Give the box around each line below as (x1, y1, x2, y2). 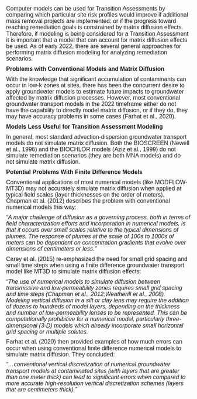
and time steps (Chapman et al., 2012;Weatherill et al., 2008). (6, 290, 165, 297)
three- (165, 315, 182, 323)
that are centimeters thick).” (6, 386, 77, 393)
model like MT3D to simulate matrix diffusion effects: (6, 268, 141, 275)
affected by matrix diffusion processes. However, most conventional (6, 94, 181, 101)
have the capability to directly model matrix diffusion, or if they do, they (6, 107, 188, 114)
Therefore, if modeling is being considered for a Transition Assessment (6, 30, 189, 37)
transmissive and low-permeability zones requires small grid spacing (6, 284, 182, 291)
